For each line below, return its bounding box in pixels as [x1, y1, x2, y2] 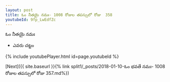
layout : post [5, 7, 33, 13]
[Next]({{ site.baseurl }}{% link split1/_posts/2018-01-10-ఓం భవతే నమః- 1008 [5, 64, 165, 70]
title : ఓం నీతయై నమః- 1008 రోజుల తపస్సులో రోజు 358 [5, 12, 113, 17]
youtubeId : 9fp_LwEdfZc [5, 17, 56, 22]
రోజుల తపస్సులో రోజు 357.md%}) [5, 70, 70, 76]
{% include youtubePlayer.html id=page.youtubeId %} [5, 53, 119, 59]
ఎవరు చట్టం [12, 42, 34, 49]
